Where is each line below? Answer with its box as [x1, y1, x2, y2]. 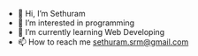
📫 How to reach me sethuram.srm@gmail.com [17, 37, 189, 47]
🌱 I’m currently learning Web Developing [17, 27, 165, 37]
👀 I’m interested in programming [17, 17, 135, 28]
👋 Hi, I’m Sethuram [17, 9, 86, 18]
